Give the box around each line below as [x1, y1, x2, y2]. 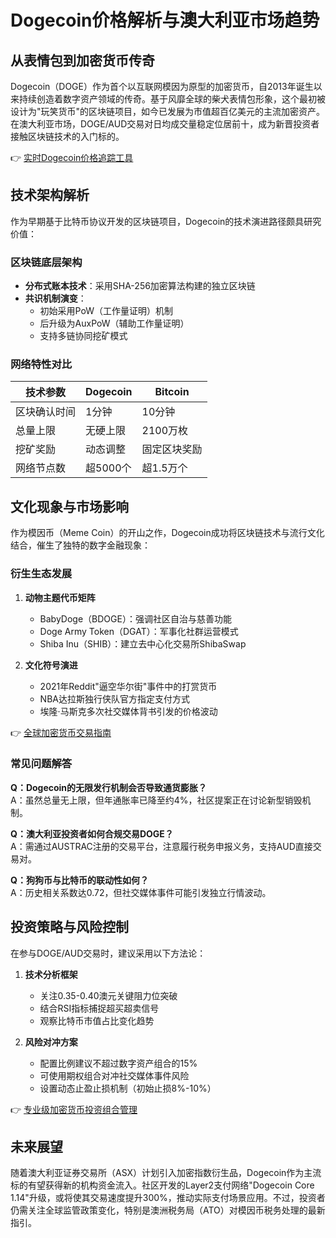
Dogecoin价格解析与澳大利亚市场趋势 [10, 9, 320, 32]
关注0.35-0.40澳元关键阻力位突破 [39, 989, 178, 1001]
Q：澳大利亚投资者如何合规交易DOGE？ [10, 827, 174, 840]
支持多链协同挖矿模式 [39, 330, 128, 342]
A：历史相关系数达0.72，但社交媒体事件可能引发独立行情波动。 [10, 886, 272, 898]
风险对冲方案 [24, 1036, 78, 1048]
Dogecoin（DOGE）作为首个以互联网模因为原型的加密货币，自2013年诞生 [10, 81, 314, 92]
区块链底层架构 [10, 255, 83, 269]
